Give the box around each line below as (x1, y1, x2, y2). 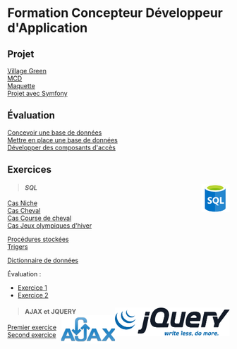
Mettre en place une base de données (7, 135, 119, 144)
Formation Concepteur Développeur (7, 5, 224, 21)
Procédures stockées (7, 235, 69, 244)
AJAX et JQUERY (24, 307, 76, 315)
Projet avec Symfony (7, 90, 68, 97)
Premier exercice (7, 323, 57, 331)
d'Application (7, 20, 88, 36)
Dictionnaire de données (7, 256, 79, 265)
